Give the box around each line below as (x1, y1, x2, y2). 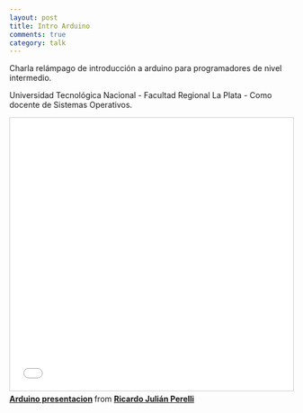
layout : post (9, 13, 58, 22)
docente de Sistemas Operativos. (9, 100, 133, 111)
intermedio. (9, 73, 52, 84)
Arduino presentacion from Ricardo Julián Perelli (9, 393, 195, 405)
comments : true (9, 30, 67, 39)
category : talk (9, 38, 67, 48)
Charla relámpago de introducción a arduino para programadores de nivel (9, 63, 282, 74)
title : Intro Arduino (9, 22, 91, 31)
